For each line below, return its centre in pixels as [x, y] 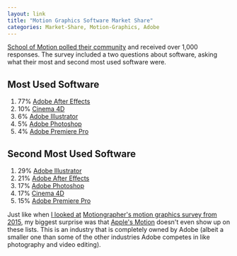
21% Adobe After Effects [53, 178]
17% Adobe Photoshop [51, 186]
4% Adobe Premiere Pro [53, 132]
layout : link [27, 14]
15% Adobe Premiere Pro [54, 201]
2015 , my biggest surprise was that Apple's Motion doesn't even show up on [119, 222]
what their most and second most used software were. [87, 62]
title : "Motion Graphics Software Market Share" [80, 21]
